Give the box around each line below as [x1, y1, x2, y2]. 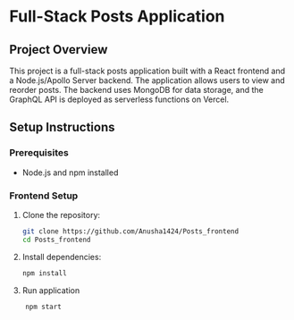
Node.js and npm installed [21, 167, 119, 178]
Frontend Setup [9, 189, 79, 202]
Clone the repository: [21, 209, 101, 220]
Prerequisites [9, 147, 69, 159]
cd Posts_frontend [21, 235, 91, 244]
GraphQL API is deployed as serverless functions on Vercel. [9, 94, 230, 105]
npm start [25, 302, 63, 311]
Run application [21, 284, 80, 296]
